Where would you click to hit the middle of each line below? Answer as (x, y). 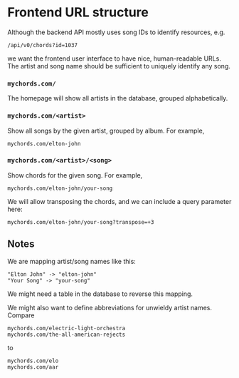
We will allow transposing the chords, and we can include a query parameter (119, 201)
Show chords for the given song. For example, (75, 175)
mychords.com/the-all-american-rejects (67, 334)
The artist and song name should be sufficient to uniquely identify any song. (119, 66)
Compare (21, 315)
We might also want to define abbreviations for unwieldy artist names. (110, 307)
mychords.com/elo (33, 361)
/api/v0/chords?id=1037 (43, 45)
